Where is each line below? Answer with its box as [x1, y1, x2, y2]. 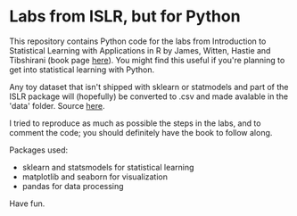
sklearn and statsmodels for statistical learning [21, 162, 194, 172]
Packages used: [9, 145, 69, 155]
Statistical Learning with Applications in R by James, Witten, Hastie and [9, 45, 271, 55]
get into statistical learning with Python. [9, 64, 154, 75]
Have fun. [9, 198, 45, 209]
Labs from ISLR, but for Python [9, 6, 241, 27]
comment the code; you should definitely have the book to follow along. [9, 127, 273, 137]
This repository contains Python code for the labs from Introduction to [9, 36, 267, 46]
